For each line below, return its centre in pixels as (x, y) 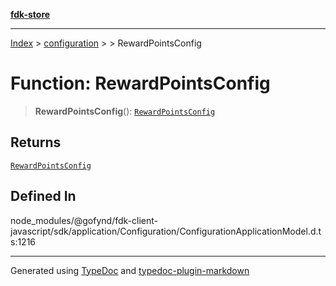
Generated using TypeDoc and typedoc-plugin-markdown (130, 270)
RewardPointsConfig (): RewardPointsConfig (125, 111)
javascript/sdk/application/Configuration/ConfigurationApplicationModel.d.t (166, 231)
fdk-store (30, 14)
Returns (36, 142)
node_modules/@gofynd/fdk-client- (84, 220)
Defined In (43, 196)
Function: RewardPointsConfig (140, 83)
